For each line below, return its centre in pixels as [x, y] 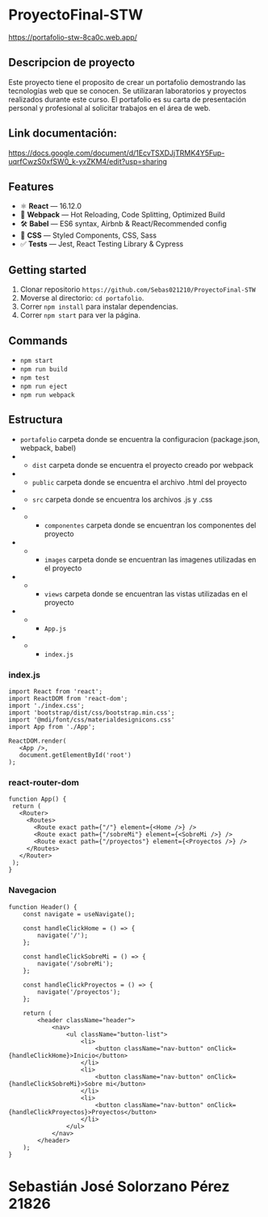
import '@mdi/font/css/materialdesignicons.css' [92, 720]
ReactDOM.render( [38, 741]
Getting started [48, 270]
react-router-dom [44, 783]
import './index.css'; [46, 706]
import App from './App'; [52, 727]
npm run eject [44, 386]
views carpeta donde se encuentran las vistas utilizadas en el [146, 594]
